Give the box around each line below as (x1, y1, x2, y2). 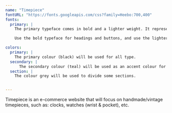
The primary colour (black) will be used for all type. (14, 54, 137, 59)
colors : (5, 45, 22, 50)
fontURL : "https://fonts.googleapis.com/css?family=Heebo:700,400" (5, 12, 153, 17)
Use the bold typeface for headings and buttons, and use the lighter (14, 36, 168, 41)
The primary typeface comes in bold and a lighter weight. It (14, 27, 150, 32)
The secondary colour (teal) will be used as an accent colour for (18, 64, 166, 69)
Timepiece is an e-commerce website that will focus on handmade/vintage (5, 97, 163, 103)
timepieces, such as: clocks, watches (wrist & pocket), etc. (5, 102, 130, 108)
